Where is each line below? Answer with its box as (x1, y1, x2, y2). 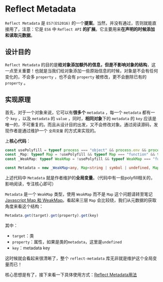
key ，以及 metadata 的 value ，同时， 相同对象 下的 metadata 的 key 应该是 (10, 115, 157, 121)
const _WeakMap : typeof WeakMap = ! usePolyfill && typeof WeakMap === (5, 157, 151, 161)
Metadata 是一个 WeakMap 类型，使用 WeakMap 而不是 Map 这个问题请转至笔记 (5, 191, 153, 197)
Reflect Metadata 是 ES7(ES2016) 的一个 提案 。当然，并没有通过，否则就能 (5, 20, 153, 26)
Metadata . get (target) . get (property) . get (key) (5, 213, 98, 218)
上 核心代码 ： (5, 138, 31, 144)
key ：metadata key (12, 245, 50, 251)
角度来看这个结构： (5, 203, 44, 210)
